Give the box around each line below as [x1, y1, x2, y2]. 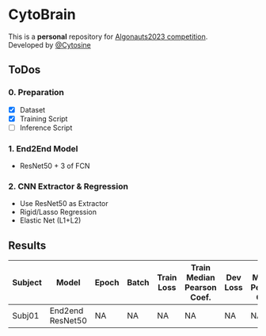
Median [185, 272, 215, 283]
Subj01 [12, 311, 40, 322]
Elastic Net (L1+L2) [19, 216, 82, 225]
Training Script [19, 113, 68, 124]
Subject [12, 277, 42, 288]
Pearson [184, 282, 217, 293]
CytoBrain [8, 6, 77, 24]
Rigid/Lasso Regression [19, 208, 97, 217]
